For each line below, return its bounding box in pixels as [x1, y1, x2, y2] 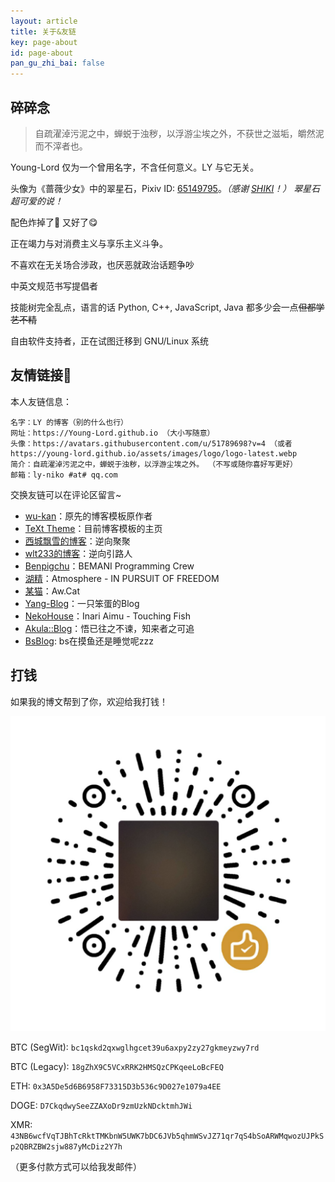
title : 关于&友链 [10, 26, 77, 37]
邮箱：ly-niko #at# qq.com [10, 470, 118, 480]
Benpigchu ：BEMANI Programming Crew [24, 560, 195, 572]
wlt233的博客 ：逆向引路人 [24, 547, 133, 559]
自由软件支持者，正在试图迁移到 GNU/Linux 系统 [10, 335, 210, 347]
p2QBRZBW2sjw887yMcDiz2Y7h [10, 1141, 123, 1152]
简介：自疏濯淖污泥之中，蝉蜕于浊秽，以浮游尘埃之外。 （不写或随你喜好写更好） [10, 459, 298, 469]
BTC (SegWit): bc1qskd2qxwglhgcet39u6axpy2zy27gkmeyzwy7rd [10, 1041, 260, 1053]
